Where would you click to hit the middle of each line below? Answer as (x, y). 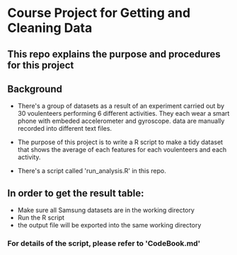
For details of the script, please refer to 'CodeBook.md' (104, 244)
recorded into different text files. (64, 129)
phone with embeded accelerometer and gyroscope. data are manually (121, 121)
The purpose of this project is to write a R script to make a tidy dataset (120, 142)
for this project (41, 65)
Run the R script (41, 218)
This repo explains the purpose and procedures (114, 54)
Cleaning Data (50, 28)
